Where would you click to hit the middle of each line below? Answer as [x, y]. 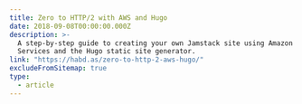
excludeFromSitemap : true [58, 69]
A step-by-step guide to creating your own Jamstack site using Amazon [156, 43]
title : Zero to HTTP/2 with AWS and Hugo [89, 18]
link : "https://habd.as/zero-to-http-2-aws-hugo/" [107, 60]
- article [36, 85]
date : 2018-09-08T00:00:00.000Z [70, 26]
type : [19, 77]
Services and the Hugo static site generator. [107, 52]
